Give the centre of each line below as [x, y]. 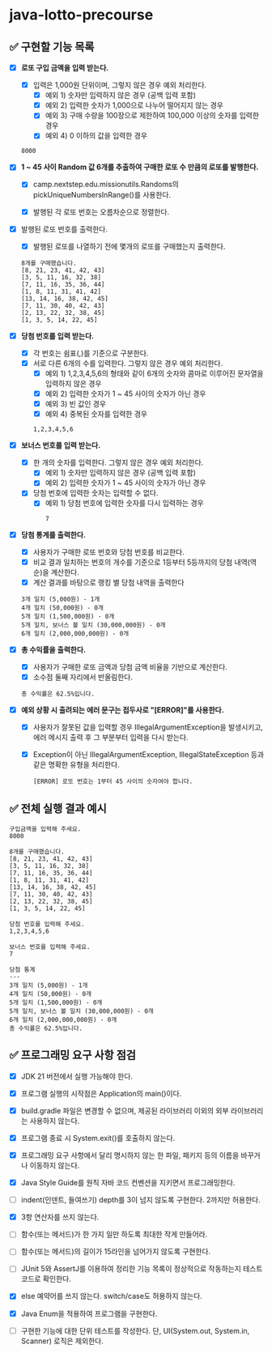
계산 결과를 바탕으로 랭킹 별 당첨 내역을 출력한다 [108, 582]
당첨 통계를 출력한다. [53, 534]
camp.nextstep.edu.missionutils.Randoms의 [106, 185]
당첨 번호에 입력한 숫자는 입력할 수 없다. [96, 493]
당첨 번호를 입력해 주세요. [47, 924]
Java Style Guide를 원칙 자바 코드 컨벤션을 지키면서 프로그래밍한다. [128, 1183]
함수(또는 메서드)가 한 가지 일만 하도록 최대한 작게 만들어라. [114, 1234]
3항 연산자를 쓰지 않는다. [60, 1217]
